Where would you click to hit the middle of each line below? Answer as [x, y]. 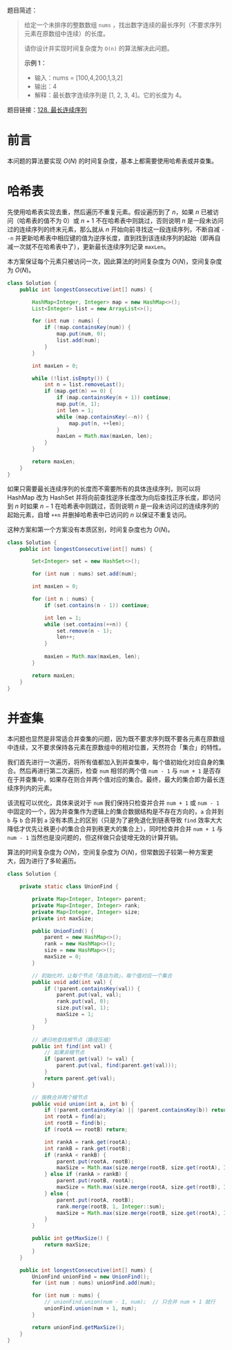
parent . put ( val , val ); [89, 995]
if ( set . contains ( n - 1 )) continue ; [97, 605]
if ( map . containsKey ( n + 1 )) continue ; [114, 398]
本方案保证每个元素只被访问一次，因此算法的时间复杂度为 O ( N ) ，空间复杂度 [115, 261]
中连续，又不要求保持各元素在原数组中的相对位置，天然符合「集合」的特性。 [116, 748]
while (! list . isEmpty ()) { [71, 378]
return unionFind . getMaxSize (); [79, 1327]
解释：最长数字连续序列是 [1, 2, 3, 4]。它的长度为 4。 [110, 95]
